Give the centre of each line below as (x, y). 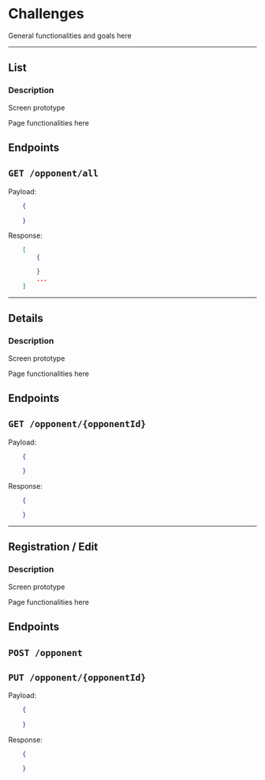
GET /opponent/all (53, 173)
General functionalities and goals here (70, 36)
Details (26, 319)
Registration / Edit (53, 547)
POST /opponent (45, 652)
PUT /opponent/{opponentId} (77, 677)
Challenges (46, 14)
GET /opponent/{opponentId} (77, 424)
